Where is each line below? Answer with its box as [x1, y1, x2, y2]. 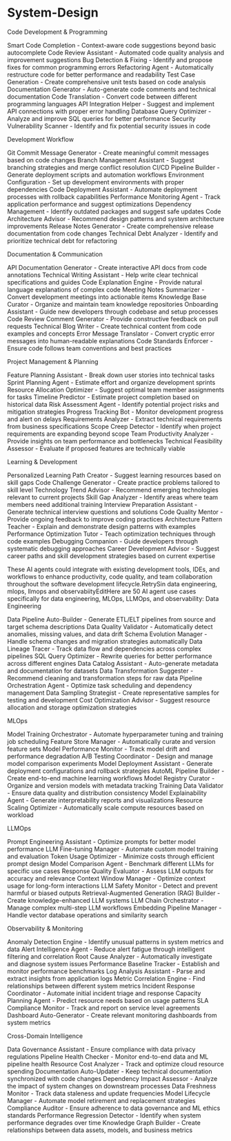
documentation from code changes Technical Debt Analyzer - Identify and [7, 229, 219, 238]
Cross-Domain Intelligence [7, 1031, 83, 1040]
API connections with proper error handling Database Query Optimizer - [7, 107, 212, 115]
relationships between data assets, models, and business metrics [7, 1126, 193, 1134]
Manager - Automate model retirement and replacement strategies [7, 1096, 197, 1104]
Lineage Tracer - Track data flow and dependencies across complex [7, 644, 201, 653]
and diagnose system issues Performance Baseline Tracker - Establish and [7, 959, 220, 968]
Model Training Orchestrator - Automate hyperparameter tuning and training [7, 730, 224, 738]
